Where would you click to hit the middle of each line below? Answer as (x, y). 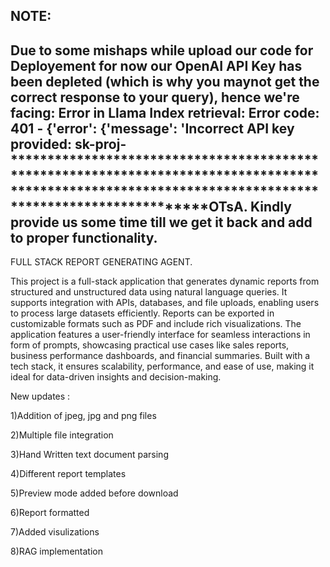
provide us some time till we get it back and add (161, 222)
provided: (41, 144)
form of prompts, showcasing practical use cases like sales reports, (150, 345)
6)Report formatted (50, 513)
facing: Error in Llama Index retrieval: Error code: (165, 112)
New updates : (40, 396)
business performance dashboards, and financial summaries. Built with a (160, 356)
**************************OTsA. (129, 206)
